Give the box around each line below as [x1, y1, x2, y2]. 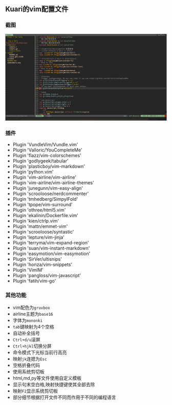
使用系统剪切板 [12, 369, 45, 375]
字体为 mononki [12, 317, 42, 323]
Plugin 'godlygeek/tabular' [12, 158, 69, 164]
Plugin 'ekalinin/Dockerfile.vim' [12, 213, 78, 219]
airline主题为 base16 [12, 311, 53, 317]
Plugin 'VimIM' [12, 267, 44, 273]
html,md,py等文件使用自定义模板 [12, 375, 82, 381]
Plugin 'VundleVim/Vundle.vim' [12, 142, 78, 148]
